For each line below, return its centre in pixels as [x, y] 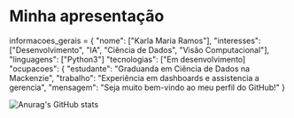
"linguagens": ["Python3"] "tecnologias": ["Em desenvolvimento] [128, 59]
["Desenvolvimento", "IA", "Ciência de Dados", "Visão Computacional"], [139, 49]
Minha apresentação [87, 16]
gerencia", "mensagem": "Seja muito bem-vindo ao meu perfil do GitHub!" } [147, 87]
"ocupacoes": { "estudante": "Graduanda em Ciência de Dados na [130, 69]
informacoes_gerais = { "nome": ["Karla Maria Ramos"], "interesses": [135, 41]
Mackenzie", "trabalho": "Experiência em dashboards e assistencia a [134, 77]
